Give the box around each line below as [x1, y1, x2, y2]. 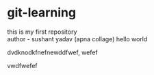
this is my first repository [7, 28, 77, 36]
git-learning [7, 5, 77, 21]
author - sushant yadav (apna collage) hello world [7, 34, 148, 43]
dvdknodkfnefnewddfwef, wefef [7, 48, 98, 56]
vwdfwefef [7, 61, 38, 69]
